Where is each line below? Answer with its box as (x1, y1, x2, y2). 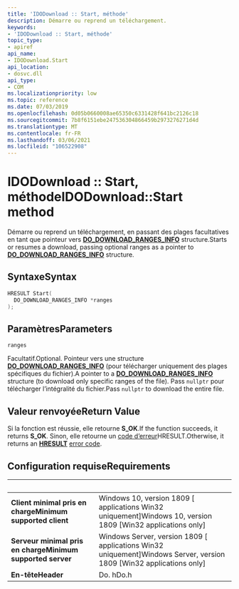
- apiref (7, 43, 33, 51)
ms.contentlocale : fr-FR (7, 130, 81, 137)
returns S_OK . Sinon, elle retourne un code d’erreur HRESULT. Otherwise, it (7, 432, 224, 441)
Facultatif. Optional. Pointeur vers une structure (7, 354, 144, 363)
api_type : (7, 76, 37, 84)
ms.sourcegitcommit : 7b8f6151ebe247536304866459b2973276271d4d (7, 116, 199, 123)
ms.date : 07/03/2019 (7, 103, 69, 111)
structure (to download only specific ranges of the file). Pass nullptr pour (7, 377, 225, 386)
